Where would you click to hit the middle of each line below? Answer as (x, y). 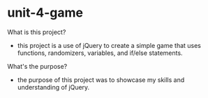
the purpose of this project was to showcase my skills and (101, 80)
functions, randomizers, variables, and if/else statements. (100, 53)
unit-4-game (45, 13)
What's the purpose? (37, 66)
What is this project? (37, 32)
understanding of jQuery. (53, 87)
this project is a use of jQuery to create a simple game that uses (109, 45)
